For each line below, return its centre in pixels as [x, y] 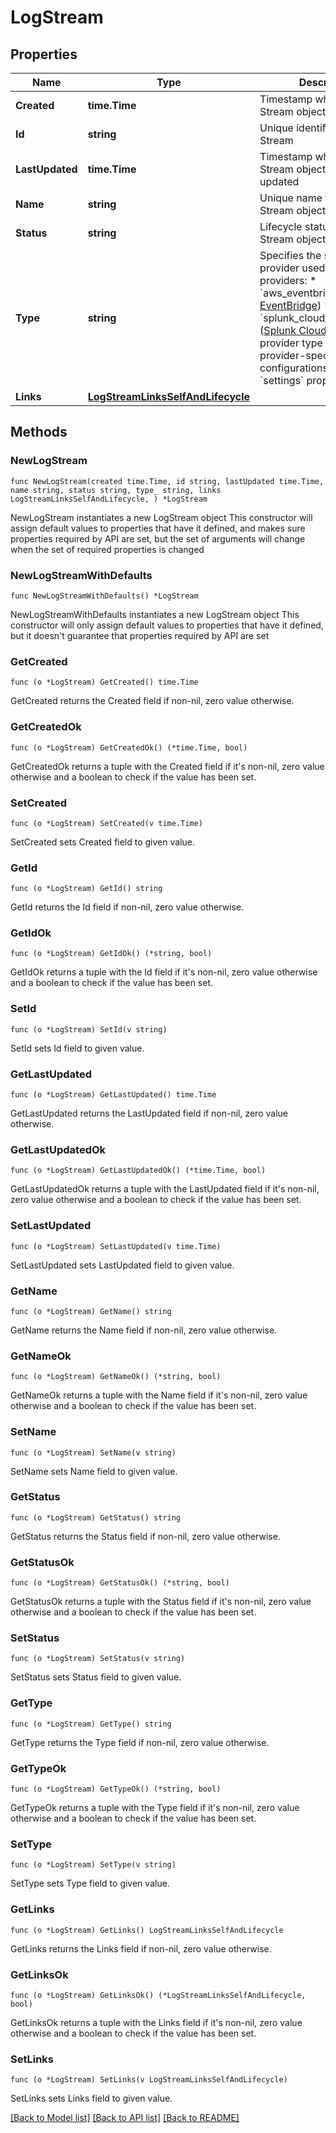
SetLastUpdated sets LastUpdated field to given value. [122, 1265]
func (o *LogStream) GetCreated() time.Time [104, 682]
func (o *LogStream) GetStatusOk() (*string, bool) [120, 1583]
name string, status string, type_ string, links [116, 490]
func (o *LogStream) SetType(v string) [93, 1865]
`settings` [282, 380]
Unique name [291, 198]
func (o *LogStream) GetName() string [91, 1311]
